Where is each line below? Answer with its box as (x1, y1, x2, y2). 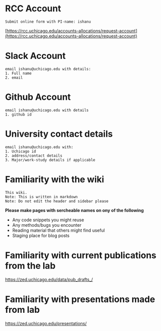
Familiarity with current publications (5, 249, 157, 261)
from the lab (5, 260, 55, 271)
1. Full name (5, 71, 32, 76)
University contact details (5, 128, 113, 139)
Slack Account (5, 50, 66, 61)
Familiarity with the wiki (5, 174, 105, 185)
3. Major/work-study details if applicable (5, 157, 96, 162)
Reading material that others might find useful (12, 227, 105, 233)
